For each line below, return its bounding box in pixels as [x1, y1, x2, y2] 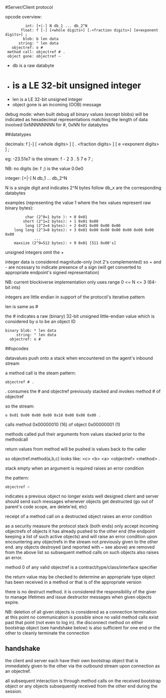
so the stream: [5, 403, 35, 409]
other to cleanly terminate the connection [5, 630, 90, 636]
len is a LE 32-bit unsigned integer [12, 96, 83, 102]
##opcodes [5, 345, 29, 351]
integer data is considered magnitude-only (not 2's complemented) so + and [5, 259, 162, 265]
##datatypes [5, 131, 31, 137]
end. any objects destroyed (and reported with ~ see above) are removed [5, 544, 155, 550]
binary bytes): [5, 205, 34, 210]
